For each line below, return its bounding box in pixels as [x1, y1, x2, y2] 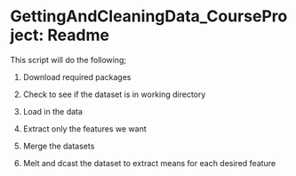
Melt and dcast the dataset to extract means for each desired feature [22, 157, 276, 168]
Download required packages [22, 71, 132, 82]
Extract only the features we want [22, 123, 148, 134]
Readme [46, 25, 110, 45]
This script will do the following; [10, 54, 127, 65]
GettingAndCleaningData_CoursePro [10, 6, 288, 27]
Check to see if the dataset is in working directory [22, 89, 206, 100]
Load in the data [22, 106, 84, 116]
